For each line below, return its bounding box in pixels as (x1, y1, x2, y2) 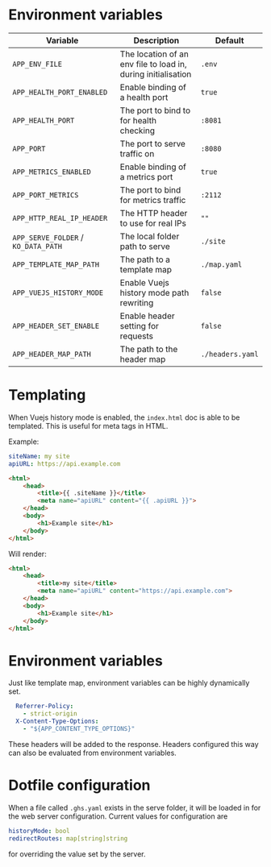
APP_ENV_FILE (12, 59, 63, 68)
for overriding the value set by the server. (8, 848, 147, 859)
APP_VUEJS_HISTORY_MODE (12, 288, 104, 297)
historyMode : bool (8, 827, 70, 835)
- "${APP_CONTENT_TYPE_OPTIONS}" (23, 724, 135, 732)
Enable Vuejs (119, 276, 169, 288)
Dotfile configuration (8, 776, 151, 794)
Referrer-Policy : (15, 703, 74, 711)
